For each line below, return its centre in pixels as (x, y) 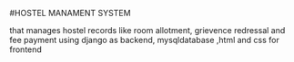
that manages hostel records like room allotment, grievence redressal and (147, 30)
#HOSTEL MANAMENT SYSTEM (70, 13)
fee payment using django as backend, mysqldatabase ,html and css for (145, 40)
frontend (26, 49)
